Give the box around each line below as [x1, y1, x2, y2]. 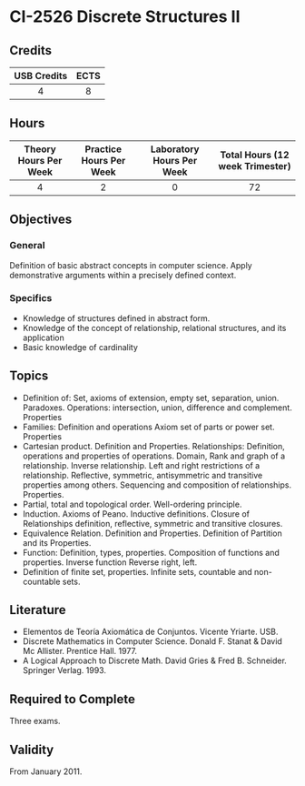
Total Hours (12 [220, 148, 290, 161]
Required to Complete [9, 691, 136, 707]
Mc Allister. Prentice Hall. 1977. [22, 646, 138, 657]
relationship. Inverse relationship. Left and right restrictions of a [22, 459, 261, 470]
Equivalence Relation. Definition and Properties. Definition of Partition [22, 528, 283, 539]
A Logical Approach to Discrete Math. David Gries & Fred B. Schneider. [22, 655, 288, 666]
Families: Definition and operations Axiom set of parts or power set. [22, 421, 275, 432]
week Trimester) [218, 159, 291, 172]
